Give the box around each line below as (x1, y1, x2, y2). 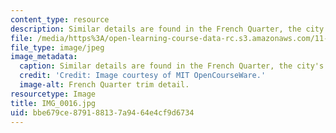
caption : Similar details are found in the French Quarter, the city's (19, 61, 325, 71)
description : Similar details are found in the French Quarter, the (10, 24, 302, 34)
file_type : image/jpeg (10, 42, 105, 53)
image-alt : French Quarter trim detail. (19, 80, 190, 90)
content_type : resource (10, 14, 110, 25)
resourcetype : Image (10, 89, 97, 99)
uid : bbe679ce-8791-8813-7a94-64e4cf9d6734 (10, 107, 195, 118)
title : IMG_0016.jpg (10, 98, 97, 108)
